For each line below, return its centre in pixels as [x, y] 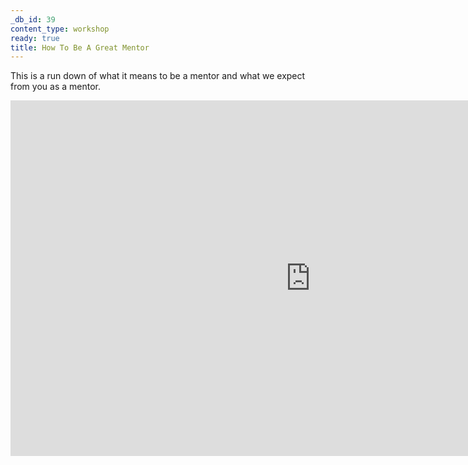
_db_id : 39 [33, 19]
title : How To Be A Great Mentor [80, 47]
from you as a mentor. [55, 87]
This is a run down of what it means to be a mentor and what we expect [158, 76]
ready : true [35, 38]
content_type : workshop [60, 29]
